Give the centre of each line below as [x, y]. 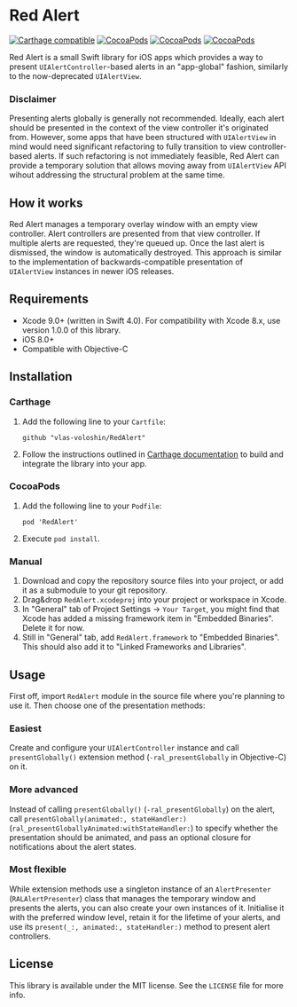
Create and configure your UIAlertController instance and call [124, 748]
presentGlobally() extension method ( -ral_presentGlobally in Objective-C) [148, 757]
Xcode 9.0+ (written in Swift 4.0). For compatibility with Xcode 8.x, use [151, 320]
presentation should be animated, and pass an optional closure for [130, 837]
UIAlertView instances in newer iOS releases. [92, 271]
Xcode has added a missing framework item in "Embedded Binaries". [148, 618]
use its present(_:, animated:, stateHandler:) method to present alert [140, 926]
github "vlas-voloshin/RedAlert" [84, 437]
